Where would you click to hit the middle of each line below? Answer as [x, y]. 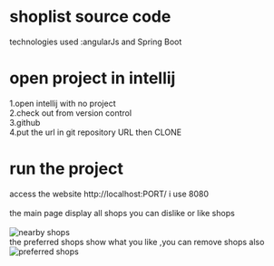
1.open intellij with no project [63, 103]
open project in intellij [93, 78]
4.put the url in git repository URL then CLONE [96, 132]
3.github [25, 122]
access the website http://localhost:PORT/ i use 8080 [109, 194]
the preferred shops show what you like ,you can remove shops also [137, 242]
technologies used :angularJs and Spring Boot [96, 42]
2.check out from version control [71, 113]
